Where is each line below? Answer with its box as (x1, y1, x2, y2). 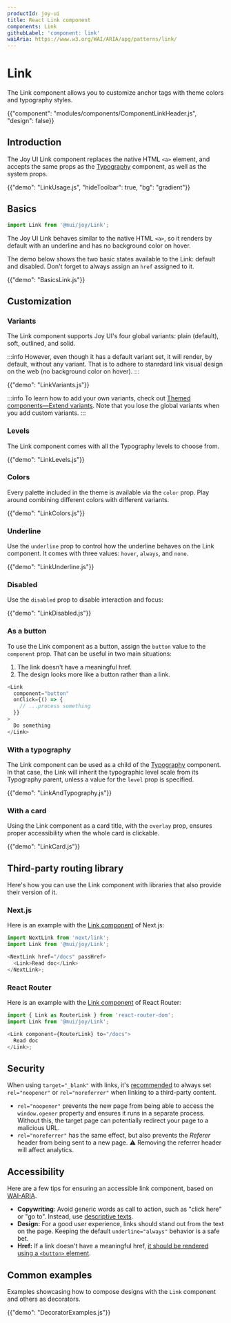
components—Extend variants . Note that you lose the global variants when (7, 402, 220, 410)
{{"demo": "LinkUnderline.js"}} (7, 563, 94, 571)
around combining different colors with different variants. (7, 495, 170, 503)
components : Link (7, 23, 57, 30)
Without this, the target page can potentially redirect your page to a (17, 1116, 209, 1125)
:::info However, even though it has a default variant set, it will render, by (7, 353, 212, 361)
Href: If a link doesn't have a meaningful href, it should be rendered (17, 1242, 209, 1250)
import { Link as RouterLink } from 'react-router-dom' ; (7, 1012, 174, 1019)
